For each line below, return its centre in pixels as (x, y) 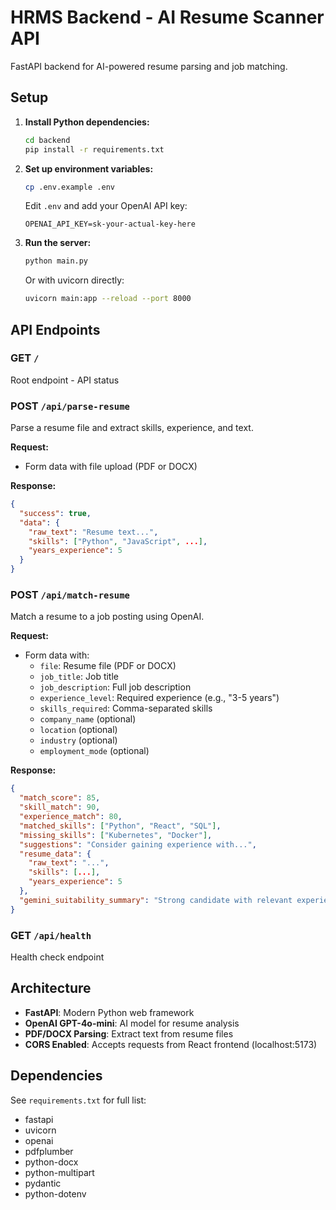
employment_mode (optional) (94, 751)
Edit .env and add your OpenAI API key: (106, 206)
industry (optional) (78, 740)
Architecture (51, 988)
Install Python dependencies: (87, 122)
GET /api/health (51, 935)
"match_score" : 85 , (60, 798)
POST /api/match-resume (70, 595)
